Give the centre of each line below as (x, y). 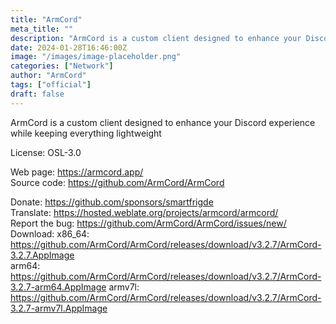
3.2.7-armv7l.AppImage (59, 308)
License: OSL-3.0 (46, 152)
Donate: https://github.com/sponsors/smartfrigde (112, 202)
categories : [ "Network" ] (62, 66)
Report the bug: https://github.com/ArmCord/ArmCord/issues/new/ (148, 223)
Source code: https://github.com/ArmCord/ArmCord (117, 182)
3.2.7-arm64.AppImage (58, 287)
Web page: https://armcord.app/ (77, 172)
